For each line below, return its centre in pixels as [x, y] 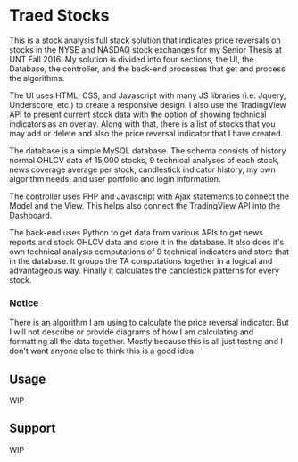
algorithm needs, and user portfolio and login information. [115, 178]
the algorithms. [37, 78]
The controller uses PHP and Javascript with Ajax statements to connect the [149, 196]
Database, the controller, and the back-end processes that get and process [147, 69]
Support [33, 429]
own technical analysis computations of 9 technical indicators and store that [149, 252]
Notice [24, 302]
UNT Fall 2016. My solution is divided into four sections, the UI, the [132, 59]
